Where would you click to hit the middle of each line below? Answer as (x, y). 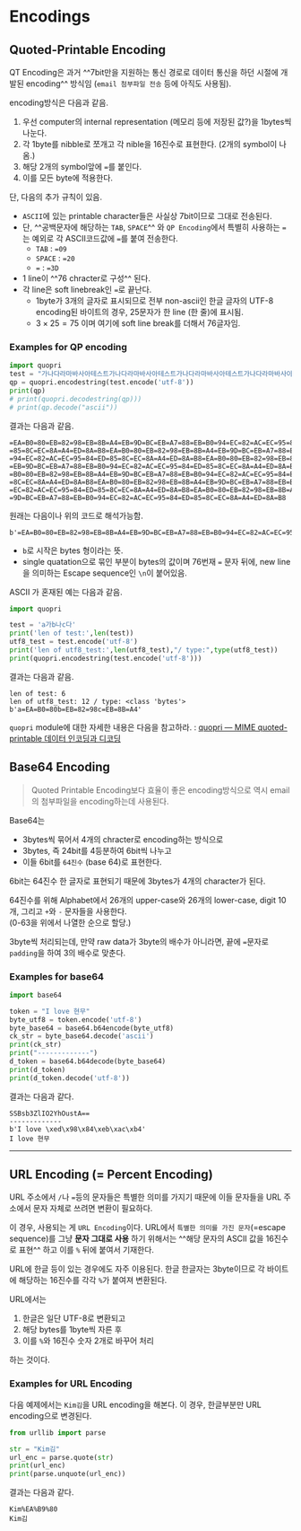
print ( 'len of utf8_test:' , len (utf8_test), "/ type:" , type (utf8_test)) (144, 650)
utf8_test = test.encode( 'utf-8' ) (74, 642)
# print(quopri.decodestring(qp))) (76, 399)
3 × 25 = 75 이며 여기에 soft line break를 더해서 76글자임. (138, 323)
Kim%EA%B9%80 (34, 1509)
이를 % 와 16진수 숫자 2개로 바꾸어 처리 (88, 1341)
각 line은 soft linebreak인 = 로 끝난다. (87, 290)
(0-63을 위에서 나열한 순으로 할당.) (70, 922)
